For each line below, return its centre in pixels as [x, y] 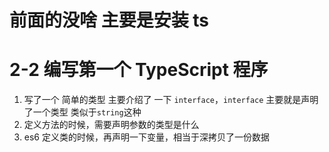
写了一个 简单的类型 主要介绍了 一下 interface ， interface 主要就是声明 [171, 100]
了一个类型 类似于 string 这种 [82, 112]
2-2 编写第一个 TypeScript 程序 [139, 70]
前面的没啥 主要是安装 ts [109, 20]
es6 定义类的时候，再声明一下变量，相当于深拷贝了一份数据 [146, 137]
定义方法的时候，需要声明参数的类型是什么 [111, 125]
